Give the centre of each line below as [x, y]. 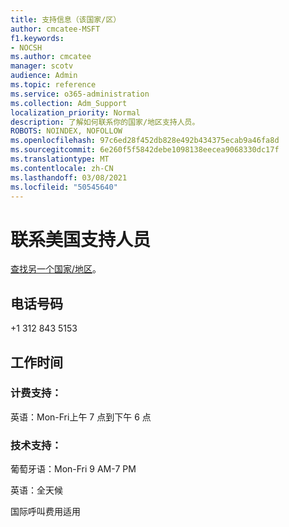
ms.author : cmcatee [51, 57]
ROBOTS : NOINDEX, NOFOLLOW [66, 131]
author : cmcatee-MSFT [55, 29]
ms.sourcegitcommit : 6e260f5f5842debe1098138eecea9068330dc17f [145, 150]
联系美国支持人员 [81, 239]
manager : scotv [42, 66]
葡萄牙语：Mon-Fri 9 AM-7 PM [73, 469]
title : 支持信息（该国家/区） [66, 19]
